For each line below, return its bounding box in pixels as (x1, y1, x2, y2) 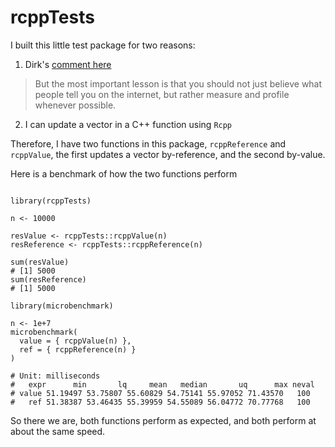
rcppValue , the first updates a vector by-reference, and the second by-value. (10, 148, 326, 160)
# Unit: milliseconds (10, 371, 101, 381)
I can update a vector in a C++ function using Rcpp (24, 118, 233, 130)
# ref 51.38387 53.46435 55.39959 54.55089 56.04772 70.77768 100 (10, 397, 311, 407)
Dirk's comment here (24, 58, 112, 70)
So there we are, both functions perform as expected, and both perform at (10, 414, 317, 426)
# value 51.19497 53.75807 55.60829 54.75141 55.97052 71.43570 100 (10, 388, 311, 398)
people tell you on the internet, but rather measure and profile (34, 88, 290, 100)
